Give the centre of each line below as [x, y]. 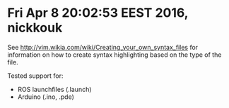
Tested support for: [35, 76]
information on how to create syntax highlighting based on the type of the [114, 55]
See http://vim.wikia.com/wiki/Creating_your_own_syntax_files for [103, 47]
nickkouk [35, 28]
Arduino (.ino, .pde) [46, 97]
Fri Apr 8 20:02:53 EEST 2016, [98, 13]
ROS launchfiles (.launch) [54, 89]
